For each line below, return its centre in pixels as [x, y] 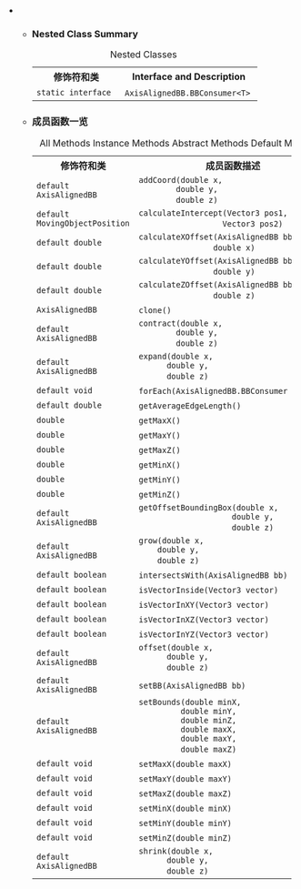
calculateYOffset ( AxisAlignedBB [209, 261]
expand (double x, [176, 356]
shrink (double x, [176, 851]
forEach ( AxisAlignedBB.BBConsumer [213, 391]
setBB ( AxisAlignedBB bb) [192, 685]
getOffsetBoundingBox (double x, [209, 507]
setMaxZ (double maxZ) [185, 793]
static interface [74, 93]
